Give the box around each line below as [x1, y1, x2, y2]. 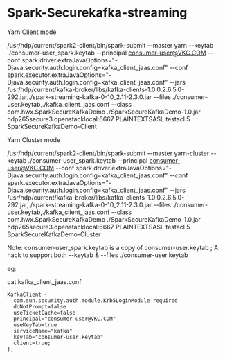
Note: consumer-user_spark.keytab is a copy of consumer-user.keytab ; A [7, 243, 219, 252]
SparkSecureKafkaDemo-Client [7, 122, 97, 130]
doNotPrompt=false [13, 303, 67, 310]
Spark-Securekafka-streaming [7, 5, 188, 21]
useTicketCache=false [13, 309, 76, 316]
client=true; [13, 340, 51, 347]
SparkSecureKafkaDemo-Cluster [7, 230, 101, 238]
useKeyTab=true [13, 321, 57, 329]
